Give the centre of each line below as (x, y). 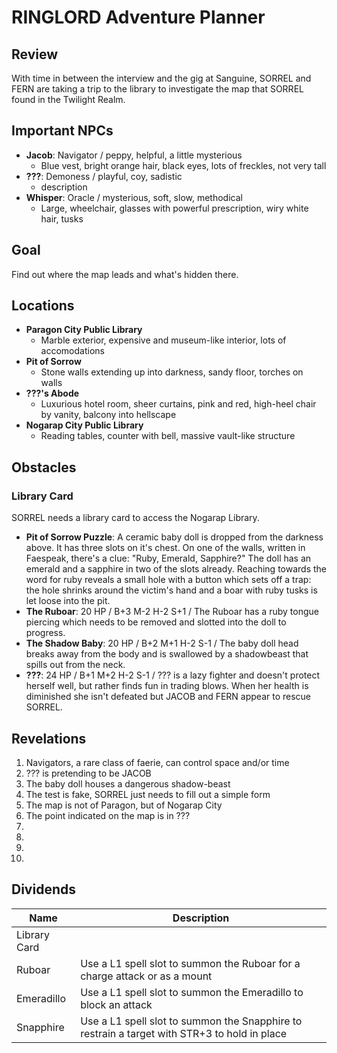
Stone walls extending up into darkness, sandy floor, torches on (172, 372)
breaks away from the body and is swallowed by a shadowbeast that (167, 654)
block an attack (116, 1004)
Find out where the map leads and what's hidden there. (125, 274)
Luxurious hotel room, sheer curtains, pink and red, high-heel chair (178, 404)
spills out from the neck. (75, 665)
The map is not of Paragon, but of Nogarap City (124, 805)
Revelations (49, 738)
